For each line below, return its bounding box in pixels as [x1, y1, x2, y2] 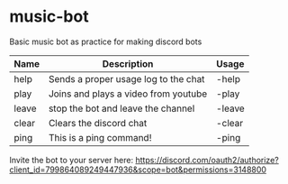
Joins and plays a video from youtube [48, 87, 208, 100]
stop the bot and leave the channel [48, 102, 195, 115]
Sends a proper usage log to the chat [48, 72, 205, 85]
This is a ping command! [48, 131, 152, 143]
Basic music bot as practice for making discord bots [9, 36, 202, 47]
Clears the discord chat [48, 116, 148, 129]
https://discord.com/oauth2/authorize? [134, 154, 279, 165]
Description [102, 57, 154, 69]
